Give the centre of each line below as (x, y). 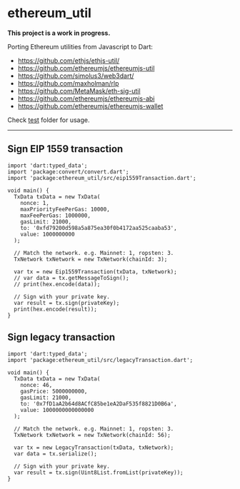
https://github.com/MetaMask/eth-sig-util (79, 91)
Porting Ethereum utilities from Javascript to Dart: (80, 46)
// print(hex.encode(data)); (57, 284)
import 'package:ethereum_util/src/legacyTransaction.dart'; (100, 360)
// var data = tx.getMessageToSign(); (72, 278)
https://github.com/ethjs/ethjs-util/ (69, 60)
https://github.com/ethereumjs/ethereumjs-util (86, 68)
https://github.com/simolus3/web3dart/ (76, 76)
